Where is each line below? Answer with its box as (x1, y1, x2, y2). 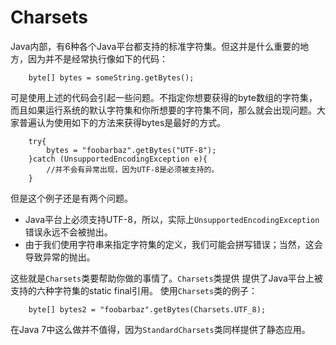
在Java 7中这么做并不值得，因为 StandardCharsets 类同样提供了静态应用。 (10, 323, 311, 335)
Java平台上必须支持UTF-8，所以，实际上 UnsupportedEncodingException (24, 213, 320, 225)
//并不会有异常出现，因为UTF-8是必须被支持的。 (46, 164, 220, 175)
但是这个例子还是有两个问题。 (10, 192, 133, 204)
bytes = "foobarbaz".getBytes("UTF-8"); (46, 145, 217, 155)
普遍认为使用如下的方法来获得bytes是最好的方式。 (18, 116, 227, 128)
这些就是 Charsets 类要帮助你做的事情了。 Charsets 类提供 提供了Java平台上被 (10, 272, 323, 284)
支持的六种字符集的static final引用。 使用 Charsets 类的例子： (10, 284, 258, 296)
